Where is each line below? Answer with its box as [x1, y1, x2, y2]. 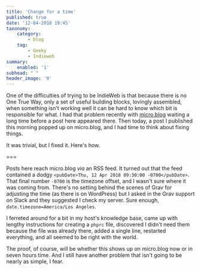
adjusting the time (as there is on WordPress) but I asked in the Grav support [6, 190, 195, 197]
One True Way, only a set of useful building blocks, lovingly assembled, [6, 98, 182, 105]
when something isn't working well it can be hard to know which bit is [6, 105, 178, 112]
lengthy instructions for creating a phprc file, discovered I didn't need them [6, 221, 190, 228]
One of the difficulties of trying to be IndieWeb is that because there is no [6, 92, 187, 99]
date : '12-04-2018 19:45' [6, 20, 71, 26]
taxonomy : [6, 25, 31, 32]
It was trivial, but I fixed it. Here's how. [6, 142, 100, 149]
